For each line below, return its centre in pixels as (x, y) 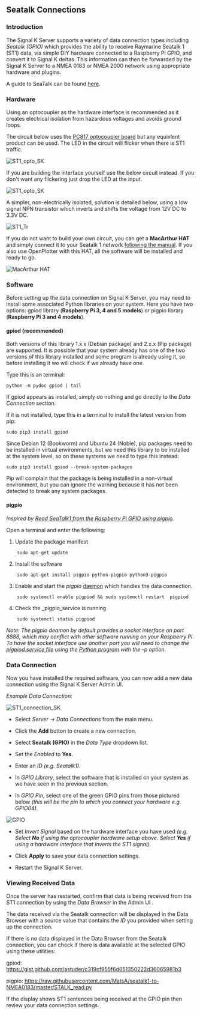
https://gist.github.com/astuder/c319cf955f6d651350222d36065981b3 (94, 969)
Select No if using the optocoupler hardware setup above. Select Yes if (103, 838)
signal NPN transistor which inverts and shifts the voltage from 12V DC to (96, 208)
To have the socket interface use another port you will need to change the (98, 643)
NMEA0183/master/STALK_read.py (49, 987)
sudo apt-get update (43, 553)
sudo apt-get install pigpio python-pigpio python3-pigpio (92, 575)
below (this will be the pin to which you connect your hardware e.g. (98, 802)
